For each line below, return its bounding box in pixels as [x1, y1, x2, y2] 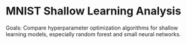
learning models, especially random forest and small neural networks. [5, 30, 182, 37]
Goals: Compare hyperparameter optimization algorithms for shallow [5, 24, 178, 31]
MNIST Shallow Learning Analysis [5, 4, 182, 18]
